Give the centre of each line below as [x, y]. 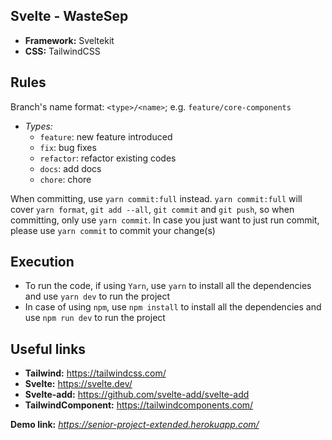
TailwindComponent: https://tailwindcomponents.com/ [139, 405]
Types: [38, 126]
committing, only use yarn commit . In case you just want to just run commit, [165, 220]
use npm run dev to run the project [95, 318]
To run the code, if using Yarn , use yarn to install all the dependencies [168, 286]
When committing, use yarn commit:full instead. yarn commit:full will [156, 198]
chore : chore [65, 179]
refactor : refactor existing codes [108, 158]
